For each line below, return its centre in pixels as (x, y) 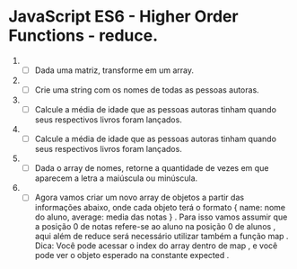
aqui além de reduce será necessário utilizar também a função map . (162, 237)
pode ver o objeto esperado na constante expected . (132, 256)
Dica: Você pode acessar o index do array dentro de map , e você (156, 246)
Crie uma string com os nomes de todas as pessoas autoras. (147, 90)
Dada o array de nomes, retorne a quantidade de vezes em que (152, 168)
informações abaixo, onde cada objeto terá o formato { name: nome (160, 208)
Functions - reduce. (83, 36)
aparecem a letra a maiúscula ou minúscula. (116, 178)
